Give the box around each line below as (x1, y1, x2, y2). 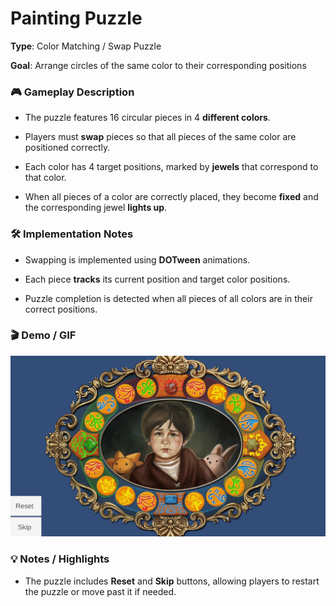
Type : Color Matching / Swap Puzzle (10, 40, 162, 52)
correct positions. (24, 303, 98, 315)
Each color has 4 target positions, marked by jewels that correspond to (24, 161, 319, 173)
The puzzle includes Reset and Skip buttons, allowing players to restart (24, 575, 320, 587)
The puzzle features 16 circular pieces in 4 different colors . (24, 112, 271, 124)
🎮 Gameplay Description (10, 85, 135, 99)
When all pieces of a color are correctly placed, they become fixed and (24, 191, 319, 203)
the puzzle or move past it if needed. (24, 585, 177, 597)
